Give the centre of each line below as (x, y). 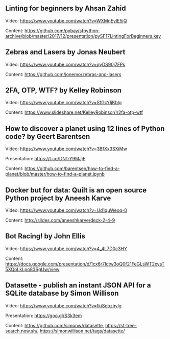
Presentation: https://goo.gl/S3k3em (44, 316)
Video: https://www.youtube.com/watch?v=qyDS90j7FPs (65, 64)
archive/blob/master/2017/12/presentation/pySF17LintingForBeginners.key (83, 36)
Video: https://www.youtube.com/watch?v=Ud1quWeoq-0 (66, 210)
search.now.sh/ (21, 331)
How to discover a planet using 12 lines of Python (85, 128)
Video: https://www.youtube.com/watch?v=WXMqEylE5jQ (66, 20)
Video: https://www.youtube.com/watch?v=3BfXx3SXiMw (66, 149)
